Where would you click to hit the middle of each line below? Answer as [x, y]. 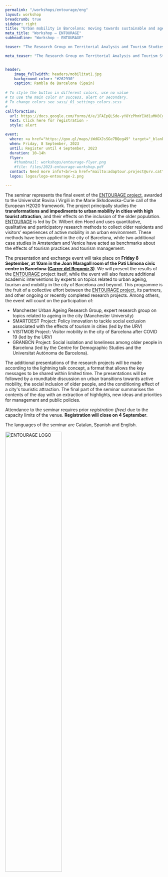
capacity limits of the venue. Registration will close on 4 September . [76, 415]
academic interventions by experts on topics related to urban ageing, [76, 279]
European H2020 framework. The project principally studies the [71, 206]
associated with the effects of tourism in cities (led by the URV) [77, 326]
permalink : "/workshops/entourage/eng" [47, 10]
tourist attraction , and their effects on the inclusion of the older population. [83, 216]
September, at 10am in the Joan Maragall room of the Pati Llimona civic [80, 263]
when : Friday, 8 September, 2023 [44, 143]
